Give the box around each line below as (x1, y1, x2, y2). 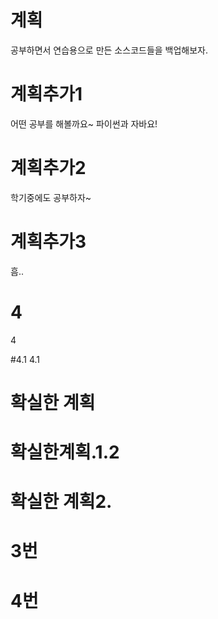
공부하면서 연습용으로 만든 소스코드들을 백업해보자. (10, 44, 209, 56)
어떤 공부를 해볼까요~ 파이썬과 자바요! (10, 117, 158, 130)
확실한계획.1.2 (10, 441, 120, 464)
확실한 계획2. (10, 491, 113, 513)
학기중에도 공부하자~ (10, 191, 92, 203)
